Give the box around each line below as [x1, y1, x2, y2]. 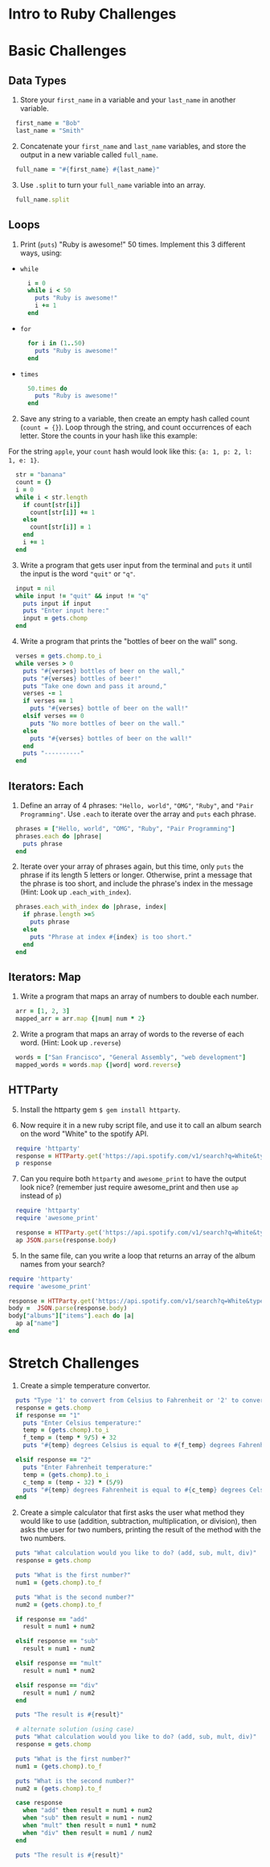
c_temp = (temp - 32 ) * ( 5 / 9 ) [22, 1478, 125, 1487]
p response [15, 1160, 52, 1168]
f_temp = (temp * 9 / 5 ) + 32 [22, 1433, 117, 1442]
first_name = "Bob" [15, 119, 81, 127]
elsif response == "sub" [15, 1637, 99, 1645]
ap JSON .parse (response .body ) [15, 1236, 117, 1244]
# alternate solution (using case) [15, 1725, 135, 1733]
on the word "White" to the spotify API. [19, 1129, 149, 1139]
